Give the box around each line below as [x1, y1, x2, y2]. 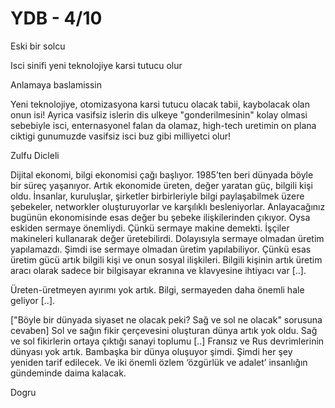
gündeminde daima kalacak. [10, 367, 127, 379]
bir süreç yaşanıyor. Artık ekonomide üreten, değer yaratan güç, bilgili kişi [10, 179, 313, 191]
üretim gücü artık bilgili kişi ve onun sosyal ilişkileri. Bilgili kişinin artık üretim [10, 253, 323, 266]
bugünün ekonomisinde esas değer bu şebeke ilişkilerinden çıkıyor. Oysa [10, 211, 311, 223]
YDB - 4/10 [10, 7, 103, 30]
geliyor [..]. [10, 294, 56, 306]
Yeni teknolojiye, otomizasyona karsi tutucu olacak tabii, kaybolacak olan [10, 98, 310, 110]
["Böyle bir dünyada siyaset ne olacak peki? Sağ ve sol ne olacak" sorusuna [10, 313, 323, 326]
